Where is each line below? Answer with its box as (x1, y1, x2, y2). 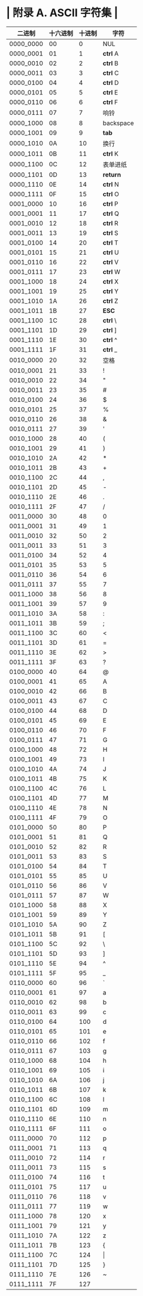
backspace (102, 118, 135, 127)
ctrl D (102, 78, 119, 87)
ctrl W (102, 267, 121, 276)
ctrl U (102, 248, 119, 257)
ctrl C (102, 69, 119, 77)
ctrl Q (102, 209, 120, 218)
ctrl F (102, 97, 118, 106)
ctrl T (102, 238, 118, 246)
